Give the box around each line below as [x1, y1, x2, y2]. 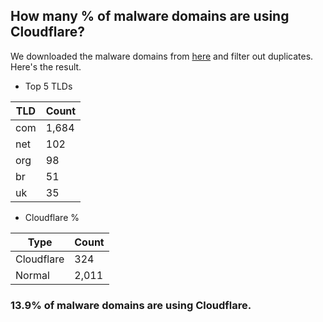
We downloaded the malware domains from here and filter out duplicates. [10, 50, 314, 62]
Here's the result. [10, 60, 82, 73]
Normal [15, 268, 50, 282]
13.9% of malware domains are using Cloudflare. [10, 298, 252, 312]
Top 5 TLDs [24, 80, 73, 92]
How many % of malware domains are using [10, 8, 290, 25]
